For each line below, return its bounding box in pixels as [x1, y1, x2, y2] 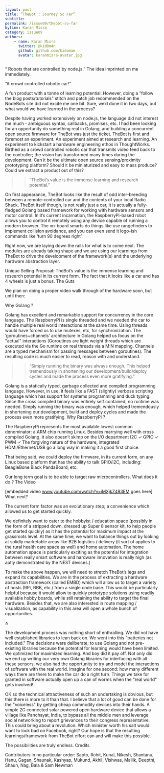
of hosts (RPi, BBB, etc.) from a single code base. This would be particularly [5, 585, 158, 591]
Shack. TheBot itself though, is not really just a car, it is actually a [5, 202, 136, 208]
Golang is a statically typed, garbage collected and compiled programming [5, 383, 156, 389]
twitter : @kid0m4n [18, 44, 56, 48]
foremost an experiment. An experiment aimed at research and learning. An [5, 136, 158, 142]
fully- [137, 202, 148, 208]
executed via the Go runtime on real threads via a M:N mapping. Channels [5, 343, 154, 349]
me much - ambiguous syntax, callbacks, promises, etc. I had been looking [5, 121, 157, 126]
